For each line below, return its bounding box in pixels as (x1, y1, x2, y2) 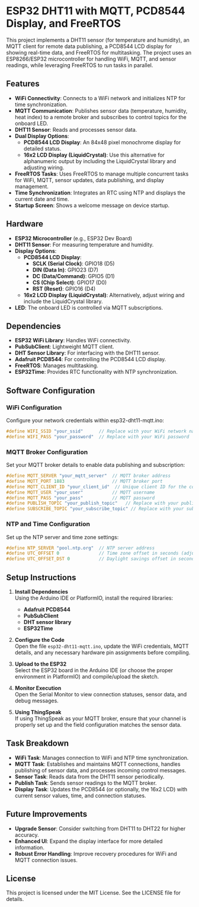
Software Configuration (6, 386, 95, 396)
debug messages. (14, 697, 59, 704)
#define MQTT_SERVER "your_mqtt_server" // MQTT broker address (6, 473, 171, 479)
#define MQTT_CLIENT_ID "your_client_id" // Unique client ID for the (6, 483, 187, 490)
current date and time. (14, 195, 69, 202)
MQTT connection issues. (14, 856, 78, 864)
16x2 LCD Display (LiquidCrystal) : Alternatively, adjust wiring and (23, 291, 185, 298)
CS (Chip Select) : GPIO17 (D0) (32, 279, 107, 286)
